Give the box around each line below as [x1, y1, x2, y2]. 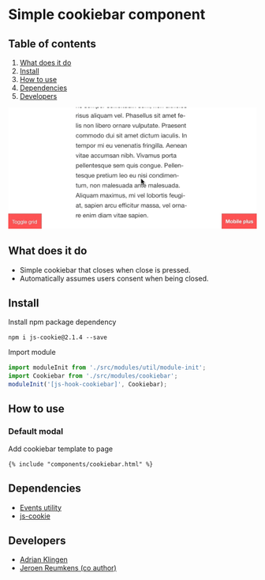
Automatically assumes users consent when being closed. [19, 273, 209, 283]
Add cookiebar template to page [8, 444, 113, 454]
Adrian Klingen [19, 555, 69, 564]
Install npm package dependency [8, 318, 117, 327]
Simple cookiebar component [8, 6, 206, 24]
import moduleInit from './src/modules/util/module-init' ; [8, 363, 207, 372]
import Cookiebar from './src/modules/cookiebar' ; [8, 372, 178, 380]
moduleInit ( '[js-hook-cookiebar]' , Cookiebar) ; [8, 381, 168, 389]
